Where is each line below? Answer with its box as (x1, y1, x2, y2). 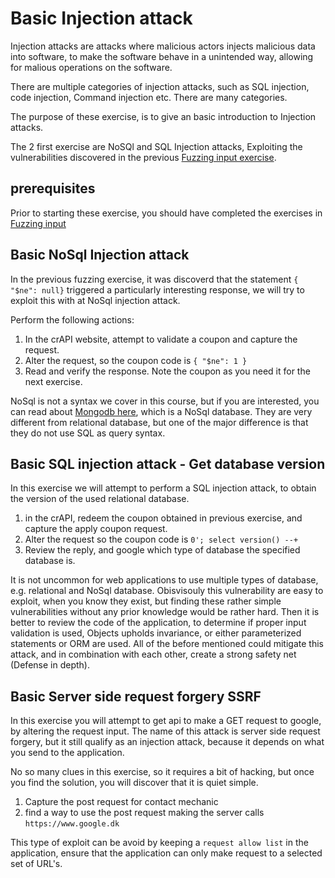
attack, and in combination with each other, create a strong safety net (10, 648, 297, 661)
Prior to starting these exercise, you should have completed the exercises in (10, 207, 323, 219)
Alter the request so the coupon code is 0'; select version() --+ (24, 533, 299, 546)
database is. (24, 555, 76, 567)
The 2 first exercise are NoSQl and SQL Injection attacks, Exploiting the (10, 140, 303, 152)
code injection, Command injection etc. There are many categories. (10, 91, 288, 103)
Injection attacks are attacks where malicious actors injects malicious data (10, 40, 316, 52)
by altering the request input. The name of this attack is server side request (10, 725, 321, 737)
